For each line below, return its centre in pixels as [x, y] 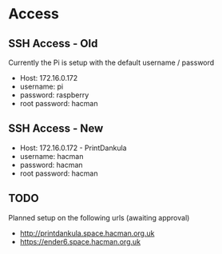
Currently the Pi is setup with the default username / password [111, 62]
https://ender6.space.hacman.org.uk [80, 241]
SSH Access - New [56, 129]
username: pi [42, 86]
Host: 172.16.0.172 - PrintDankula [73, 148]
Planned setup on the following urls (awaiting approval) [99, 217]
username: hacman [52, 156]
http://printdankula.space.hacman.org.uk [87, 233]
